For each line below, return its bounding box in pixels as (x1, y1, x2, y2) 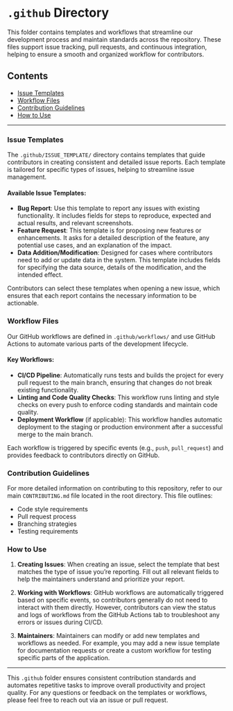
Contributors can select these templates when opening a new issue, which (7, 284, 221, 293)
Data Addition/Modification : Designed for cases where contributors (17, 248, 213, 257)
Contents (7, 70, 49, 82)
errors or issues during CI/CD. (17, 618, 103, 627)
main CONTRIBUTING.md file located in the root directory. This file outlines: (7, 492, 213, 500)
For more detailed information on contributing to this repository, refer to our (7, 484, 223, 493)
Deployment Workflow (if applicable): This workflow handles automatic (17, 415, 223, 424)
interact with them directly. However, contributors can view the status (17, 603, 216, 612)
